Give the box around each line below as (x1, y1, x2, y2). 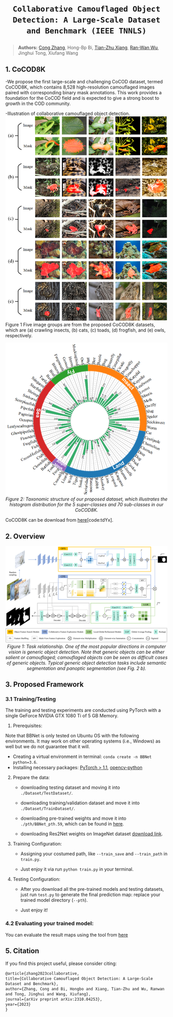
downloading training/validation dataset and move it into (20, 800, 140, 806)
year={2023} (5, 1002, 31, 1007)
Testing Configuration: (12, 876, 61, 883)
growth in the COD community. (5, 100, 71, 107)
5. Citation (5, 946, 40, 955)
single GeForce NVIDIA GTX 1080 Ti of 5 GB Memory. (5, 713, 118, 719)
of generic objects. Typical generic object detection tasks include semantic (7, 660, 166, 666)
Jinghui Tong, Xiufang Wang (18, 50, 78, 56)
